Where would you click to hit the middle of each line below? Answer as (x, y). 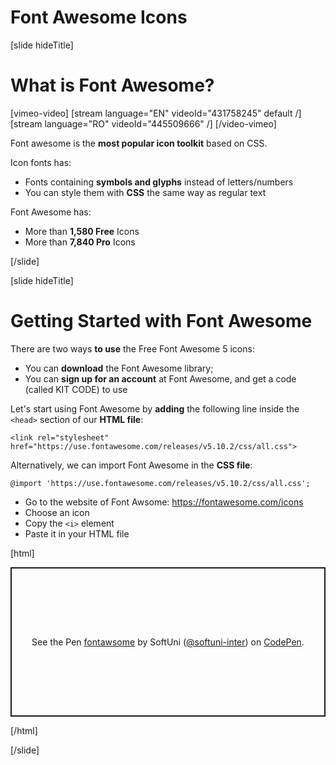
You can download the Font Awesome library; (119, 368)
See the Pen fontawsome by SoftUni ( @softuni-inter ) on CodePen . (168, 642)
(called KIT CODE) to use (76, 389)
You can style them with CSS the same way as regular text (145, 192)
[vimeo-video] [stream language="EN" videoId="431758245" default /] (156, 113)
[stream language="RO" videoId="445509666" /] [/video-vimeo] (143, 123)
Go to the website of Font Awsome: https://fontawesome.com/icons (164, 502)
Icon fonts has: (41, 162)
